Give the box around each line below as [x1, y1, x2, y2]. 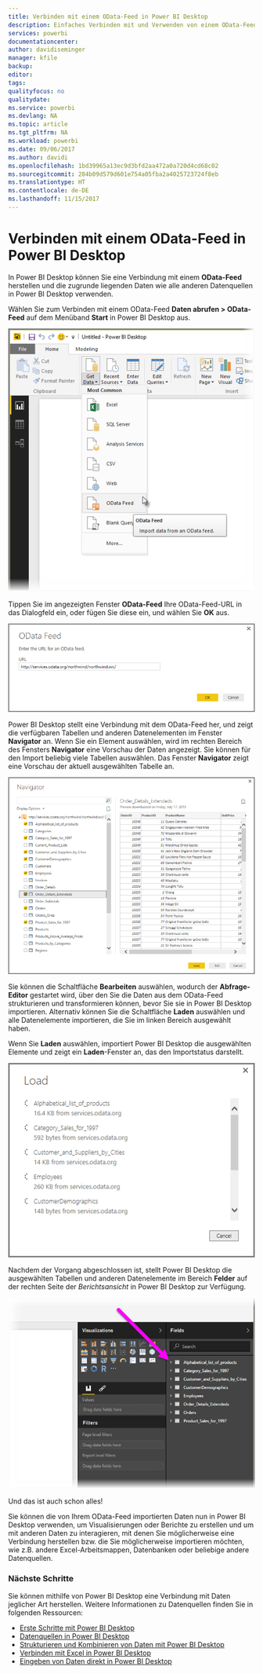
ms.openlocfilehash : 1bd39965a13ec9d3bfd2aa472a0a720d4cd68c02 [8, 162, 219, 170]
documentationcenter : [8, 38, 79, 46]
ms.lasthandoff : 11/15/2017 [8, 195, 100, 203]
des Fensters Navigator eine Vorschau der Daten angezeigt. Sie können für [8, 745, 251, 754]
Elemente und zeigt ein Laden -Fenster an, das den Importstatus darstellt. [8, 1047, 244, 1057]
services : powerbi [8, 29, 68, 37]
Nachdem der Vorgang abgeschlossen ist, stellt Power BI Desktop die [8, 1266, 232, 1275]
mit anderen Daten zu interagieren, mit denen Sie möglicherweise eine [8, 1529, 235, 1538]
